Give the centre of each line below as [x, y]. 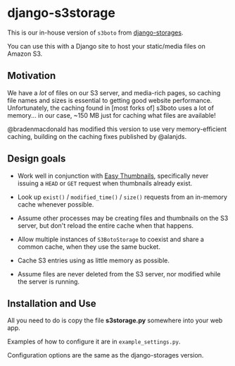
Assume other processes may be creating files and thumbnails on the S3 [123, 218]
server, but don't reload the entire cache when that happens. [106, 225]
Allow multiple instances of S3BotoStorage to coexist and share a [110, 239]
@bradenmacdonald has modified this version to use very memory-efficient [117, 129]
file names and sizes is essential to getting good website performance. [110, 100]
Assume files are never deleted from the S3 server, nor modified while [119, 274]
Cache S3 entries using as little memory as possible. [94, 260]
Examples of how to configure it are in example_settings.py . [94, 342]
